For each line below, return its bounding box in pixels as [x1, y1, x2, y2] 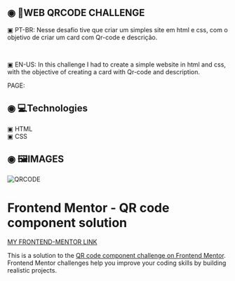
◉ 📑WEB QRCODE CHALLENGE [7, 7, 145, 19]
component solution [7, 214, 128, 231]
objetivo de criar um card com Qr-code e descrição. [7, 33, 158, 41]
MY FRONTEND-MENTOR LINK [7, 238, 98, 246]
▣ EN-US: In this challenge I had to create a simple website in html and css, [7, 60, 227, 69]
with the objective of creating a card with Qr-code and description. [7, 67, 200, 76]
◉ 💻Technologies [7, 102, 88, 114]
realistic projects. [7, 266, 58, 275]
